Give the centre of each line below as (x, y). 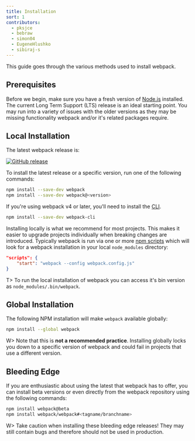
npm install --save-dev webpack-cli (51, 218)
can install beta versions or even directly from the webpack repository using (98, 392)
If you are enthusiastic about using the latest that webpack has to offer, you (97, 386)
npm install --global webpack (43, 330)
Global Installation (40, 305)
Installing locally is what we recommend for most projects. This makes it (93, 228)
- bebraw (22, 33)
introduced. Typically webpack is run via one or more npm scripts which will (98, 241)
